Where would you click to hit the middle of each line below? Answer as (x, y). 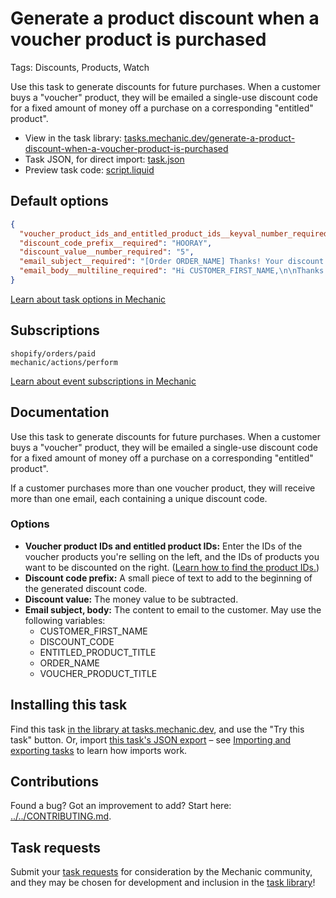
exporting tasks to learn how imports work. (99, 750)
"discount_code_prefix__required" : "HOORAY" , (116, 243)
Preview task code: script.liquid (89, 169)
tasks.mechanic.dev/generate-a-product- (210, 138)
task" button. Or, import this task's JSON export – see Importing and (151, 739)
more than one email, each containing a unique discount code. (139, 498)
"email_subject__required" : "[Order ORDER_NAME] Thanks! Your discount (172, 262)
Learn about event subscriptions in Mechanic (103, 381)
